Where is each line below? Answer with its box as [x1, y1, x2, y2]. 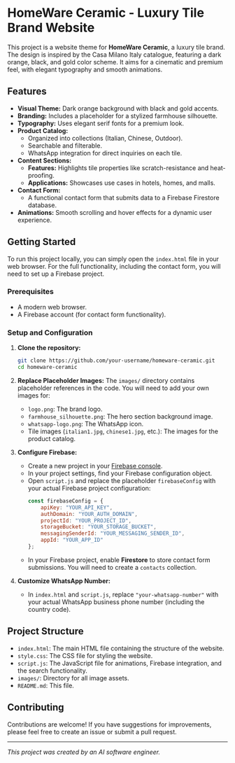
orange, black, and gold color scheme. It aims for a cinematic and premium [7, 57, 224, 66]
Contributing [7, 701, 64, 713]
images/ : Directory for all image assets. [17, 673, 129, 682]
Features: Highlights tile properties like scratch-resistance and [27, 163, 209, 172]
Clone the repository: [17, 344, 81, 352]
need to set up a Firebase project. [7, 269, 105, 278]
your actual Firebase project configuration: [27, 484, 151, 492]
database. [27, 201, 57, 209]
